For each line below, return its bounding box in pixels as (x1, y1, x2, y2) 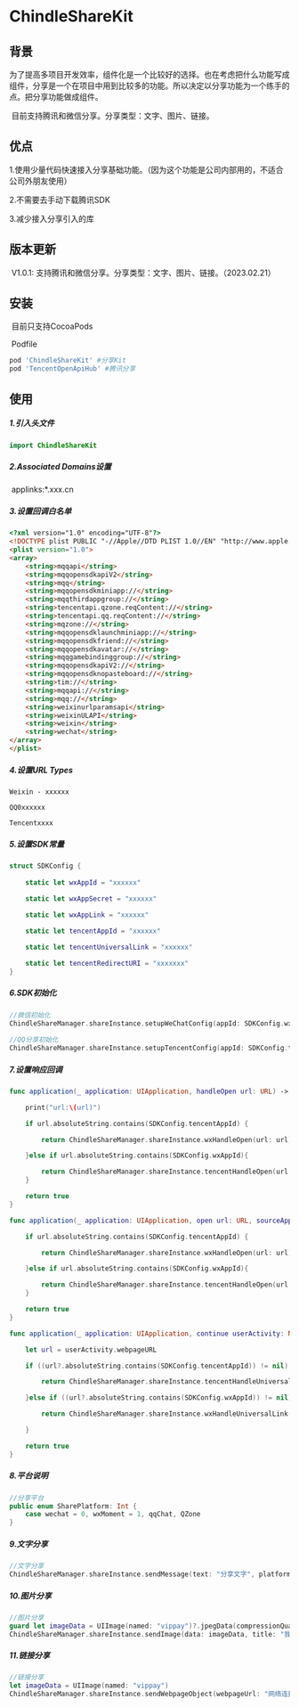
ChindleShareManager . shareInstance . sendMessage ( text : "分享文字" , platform (9, 1570, 291, 1579)
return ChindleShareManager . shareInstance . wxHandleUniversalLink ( (41, 1409, 293, 1418)
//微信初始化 (9, 1010, 51, 1019)
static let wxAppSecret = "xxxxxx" (25, 894, 158, 903)
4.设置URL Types (9, 764, 74, 775)
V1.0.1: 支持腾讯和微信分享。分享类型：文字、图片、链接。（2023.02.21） (11, 267, 276, 278)
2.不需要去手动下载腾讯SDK (9, 194, 111, 205)
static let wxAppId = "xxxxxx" (25, 878, 141, 887)
